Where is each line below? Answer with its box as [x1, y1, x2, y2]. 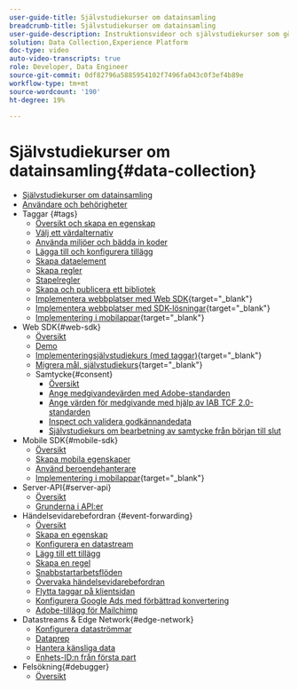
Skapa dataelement [35, 256, 106, 266]
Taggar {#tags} [21, 209, 78, 219]
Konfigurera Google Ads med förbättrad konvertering [35, 596, 229, 607]
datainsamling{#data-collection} [9, 161, 257, 180]
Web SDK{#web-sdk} [21, 321, 101, 333]
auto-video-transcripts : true [9, 54, 122, 63]
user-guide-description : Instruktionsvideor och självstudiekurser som [9, 29, 279, 38]
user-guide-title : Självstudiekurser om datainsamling [9, 12, 216, 22]
